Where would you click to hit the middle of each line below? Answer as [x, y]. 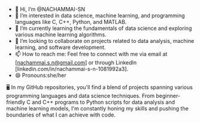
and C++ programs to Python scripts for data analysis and [104, 102]
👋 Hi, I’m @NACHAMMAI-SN [50, 9]
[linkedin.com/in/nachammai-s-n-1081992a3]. [72, 69]
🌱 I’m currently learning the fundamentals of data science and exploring [103, 28]
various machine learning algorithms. [60, 35]
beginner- [168, 96]
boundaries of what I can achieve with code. [61, 115]
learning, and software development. [60, 47]
